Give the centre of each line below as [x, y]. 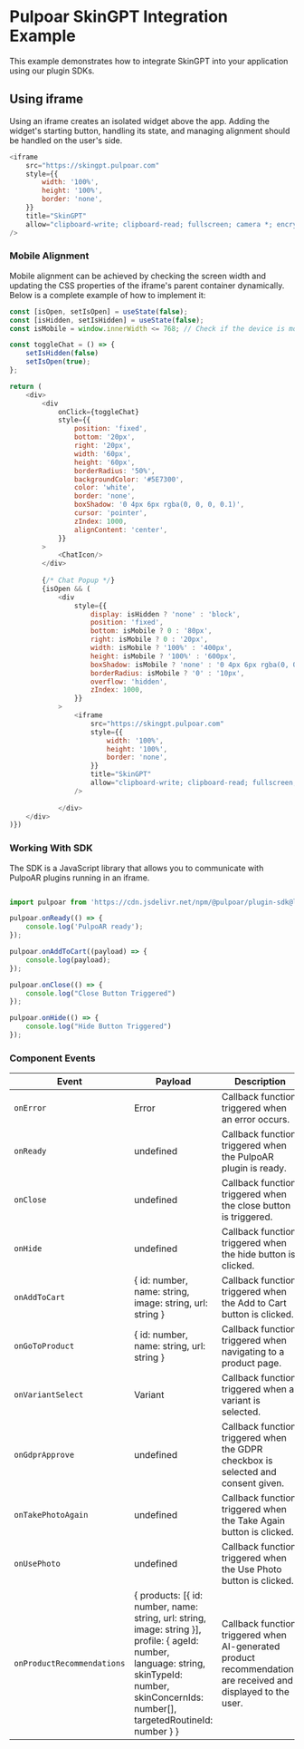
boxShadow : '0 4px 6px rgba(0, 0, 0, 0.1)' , [159, 505]
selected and [249, 1472]
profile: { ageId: [166, 1641]
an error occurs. [256, 1120]
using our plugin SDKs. [52, 71]
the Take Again [253, 1521]
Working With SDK [51, 848]
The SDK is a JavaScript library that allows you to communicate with [137, 868]
